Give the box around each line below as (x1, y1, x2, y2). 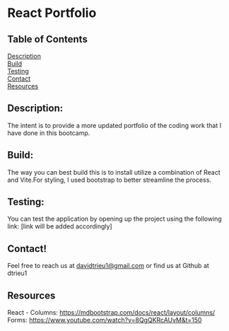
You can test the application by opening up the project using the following (7, 214, 223, 223)
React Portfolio (7, 5, 97, 21)
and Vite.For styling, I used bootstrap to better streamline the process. (7, 175, 212, 184)
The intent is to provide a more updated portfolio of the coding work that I (7, 121, 221, 129)
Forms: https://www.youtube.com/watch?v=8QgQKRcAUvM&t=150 (7, 316, 202, 325)
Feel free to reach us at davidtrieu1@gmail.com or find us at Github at (7, 262, 210, 270)
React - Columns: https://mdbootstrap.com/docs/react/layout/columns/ (7, 308, 216, 317)
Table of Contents (7, 33, 88, 45)
